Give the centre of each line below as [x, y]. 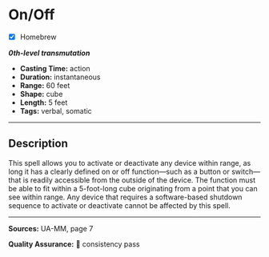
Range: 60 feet [45, 85]
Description [38, 144]
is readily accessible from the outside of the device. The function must [139, 180]
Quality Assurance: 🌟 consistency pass [74, 244]
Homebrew [38, 37]
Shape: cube [41, 94]
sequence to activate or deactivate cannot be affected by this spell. [119, 205]
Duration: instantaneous [60, 77]
